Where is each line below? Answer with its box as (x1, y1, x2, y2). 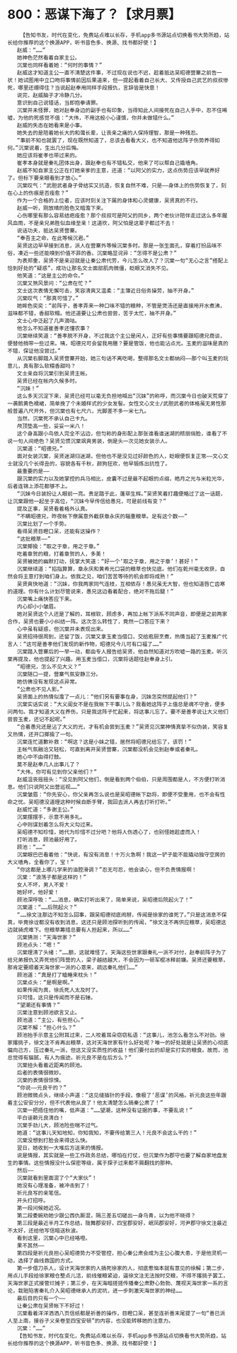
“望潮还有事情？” (16, 1001, 61, 1008)
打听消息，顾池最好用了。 (16, 836, 81, 843)
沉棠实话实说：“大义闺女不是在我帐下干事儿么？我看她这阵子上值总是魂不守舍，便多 (16, 701, 226, 708)
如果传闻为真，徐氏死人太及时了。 (16, 986, 101, 994)
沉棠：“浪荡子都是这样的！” (16, 873, 87, 881)
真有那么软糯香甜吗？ (23, 362, 76, 369)
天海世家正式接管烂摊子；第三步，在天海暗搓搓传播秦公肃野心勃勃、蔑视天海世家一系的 (7, 1279, 224, 1286)
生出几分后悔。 (45, 144, 82, 151)
